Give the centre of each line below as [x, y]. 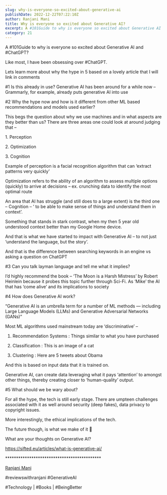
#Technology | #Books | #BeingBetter [44, 487]
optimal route [19, 192]
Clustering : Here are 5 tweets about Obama [57, 355]
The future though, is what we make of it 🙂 [49, 429]
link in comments [23, 77]
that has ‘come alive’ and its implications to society [57, 287]
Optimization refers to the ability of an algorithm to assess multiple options [81, 181]
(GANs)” [14, 317]
